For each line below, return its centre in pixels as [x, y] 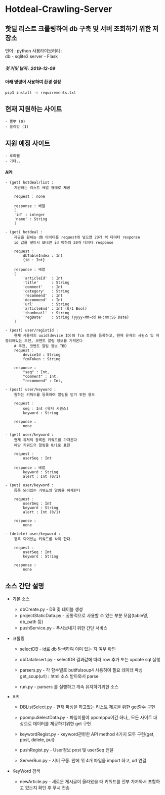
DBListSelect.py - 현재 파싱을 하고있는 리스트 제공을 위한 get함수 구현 [87, 707]
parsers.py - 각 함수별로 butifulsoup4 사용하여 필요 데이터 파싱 [81, 670]
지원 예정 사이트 [28, 143]
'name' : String [31, 219]
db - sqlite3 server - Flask [32, 56]
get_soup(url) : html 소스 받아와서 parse [59, 676]
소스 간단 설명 [25, 586]
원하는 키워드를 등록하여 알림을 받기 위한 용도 [55, 395]
